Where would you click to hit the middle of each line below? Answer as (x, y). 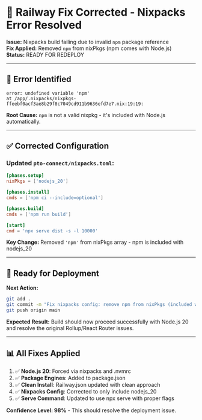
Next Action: (22, 288)
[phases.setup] (25, 176)
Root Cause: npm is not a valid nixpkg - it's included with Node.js (86, 115)
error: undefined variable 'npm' (48, 93)
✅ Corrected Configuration (58, 146)
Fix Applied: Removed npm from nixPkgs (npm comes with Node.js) (89, 48)
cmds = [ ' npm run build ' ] (38, 214)
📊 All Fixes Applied (43, 353)
